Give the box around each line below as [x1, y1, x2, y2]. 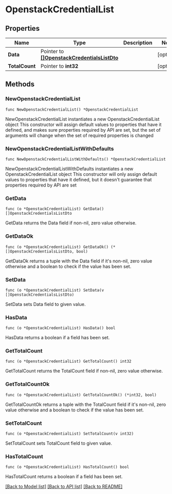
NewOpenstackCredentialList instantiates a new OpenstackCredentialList [5, 116, 160, 122]
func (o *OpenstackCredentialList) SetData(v [5, 287, 104, 293]
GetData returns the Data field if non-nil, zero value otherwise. [5, 220, 137, 226]
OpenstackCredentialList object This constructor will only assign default [5, 171, 157, 177]
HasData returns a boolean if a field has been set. [5, 335, 110, 341]
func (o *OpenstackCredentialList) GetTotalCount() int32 [5, 359, 132, 364]
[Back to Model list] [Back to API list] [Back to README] [5, 483, 123, 490]
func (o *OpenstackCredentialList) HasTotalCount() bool [5, 465, 130, 470]
